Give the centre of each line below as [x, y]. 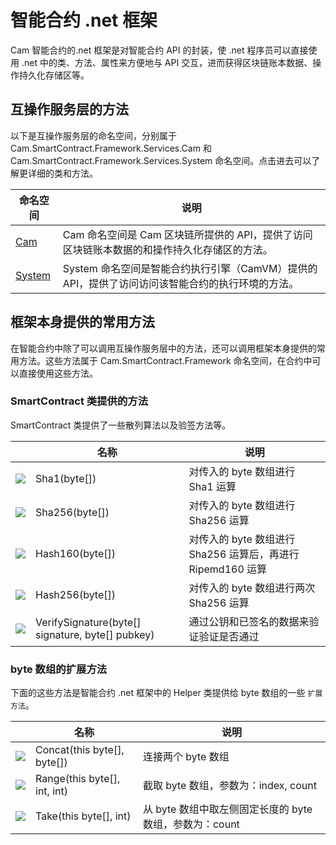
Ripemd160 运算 [228, 569]
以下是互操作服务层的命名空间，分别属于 [93, 135]
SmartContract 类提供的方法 [79, 401]
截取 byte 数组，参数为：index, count [229, 786]
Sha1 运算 [212, 486]
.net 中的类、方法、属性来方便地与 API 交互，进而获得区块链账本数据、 [167, 62]
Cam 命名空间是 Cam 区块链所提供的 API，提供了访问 [187, 234]
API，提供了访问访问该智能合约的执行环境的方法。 [181, 283]
